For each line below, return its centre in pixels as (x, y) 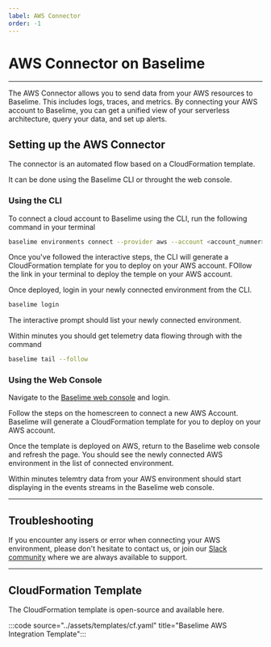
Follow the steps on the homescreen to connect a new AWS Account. (123, 413)
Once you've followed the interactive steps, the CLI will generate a (119, 257)
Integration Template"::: (48, 634)
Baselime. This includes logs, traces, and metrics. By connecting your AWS (133, 102)
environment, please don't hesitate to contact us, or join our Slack (118, 549)
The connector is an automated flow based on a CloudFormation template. (132, 164)
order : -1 (25, 23)
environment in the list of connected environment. (91, 463)
